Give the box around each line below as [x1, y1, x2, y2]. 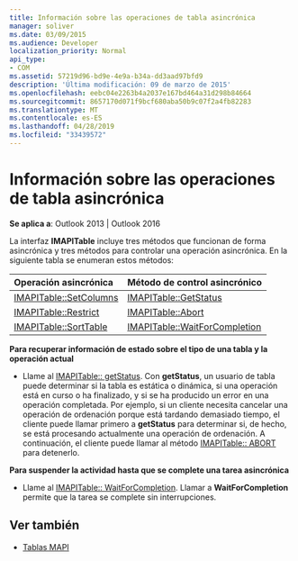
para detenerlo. [22, 447, 80, 457]
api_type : [9, 55, 47, 64]
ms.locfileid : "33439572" [9, 131, 106, 140]
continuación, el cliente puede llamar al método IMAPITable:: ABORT [22, 438, 276, 448]
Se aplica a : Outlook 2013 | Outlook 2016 [9, 218, 160, 229]
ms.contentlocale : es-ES [9, 113, 103, 122]
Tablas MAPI [22, 541, 69, 552]
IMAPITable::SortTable [14, 321, 108, 333]
